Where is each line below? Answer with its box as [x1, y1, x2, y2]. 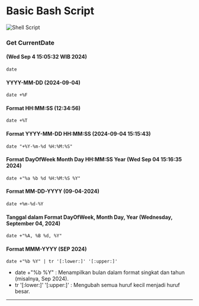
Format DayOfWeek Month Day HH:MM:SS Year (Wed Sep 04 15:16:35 [6, 156, 182, 163]
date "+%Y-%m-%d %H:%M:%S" [6, 144, 73, 149]
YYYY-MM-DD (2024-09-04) [6, 79, 81, 86]
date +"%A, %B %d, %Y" [6, 233, 62, 239]
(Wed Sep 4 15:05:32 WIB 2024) [6, 53, 88, 60]
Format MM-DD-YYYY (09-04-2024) [6, 188, 99, 195]
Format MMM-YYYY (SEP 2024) [6, 245, 87, 253]
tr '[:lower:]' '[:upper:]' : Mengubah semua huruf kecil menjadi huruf [14, 282, 181, 289]
